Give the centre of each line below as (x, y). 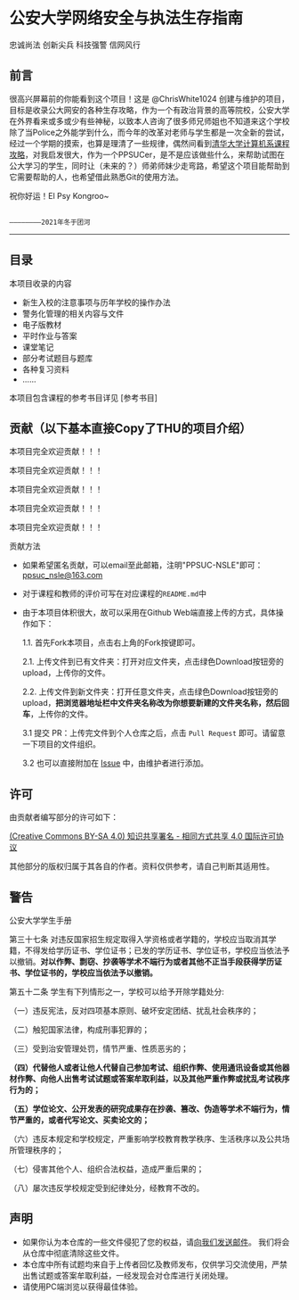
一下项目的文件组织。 (61, 744)
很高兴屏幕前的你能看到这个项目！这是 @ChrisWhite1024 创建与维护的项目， (149, 98)
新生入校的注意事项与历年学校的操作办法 (96, 302)
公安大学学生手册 (40, 920)
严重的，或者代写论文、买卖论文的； (83, 1120)
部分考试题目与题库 (57, 358)
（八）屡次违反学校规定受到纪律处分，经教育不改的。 (107, 1188)
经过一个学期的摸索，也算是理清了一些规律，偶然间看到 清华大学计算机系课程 (149, 143)
